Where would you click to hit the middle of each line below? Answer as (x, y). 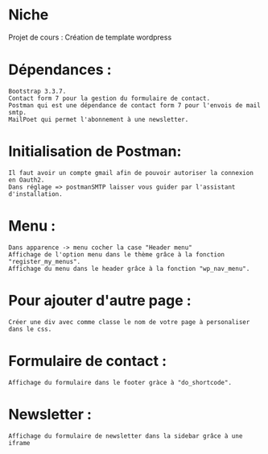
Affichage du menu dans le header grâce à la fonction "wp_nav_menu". (129, 269)
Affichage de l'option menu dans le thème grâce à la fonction (117, 254)
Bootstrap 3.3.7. (37, 91)
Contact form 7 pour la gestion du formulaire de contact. (109, 98)
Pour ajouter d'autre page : (100, 300)
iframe (19, 443)
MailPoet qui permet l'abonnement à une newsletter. (99, 119)
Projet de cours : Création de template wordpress (90, 37)
